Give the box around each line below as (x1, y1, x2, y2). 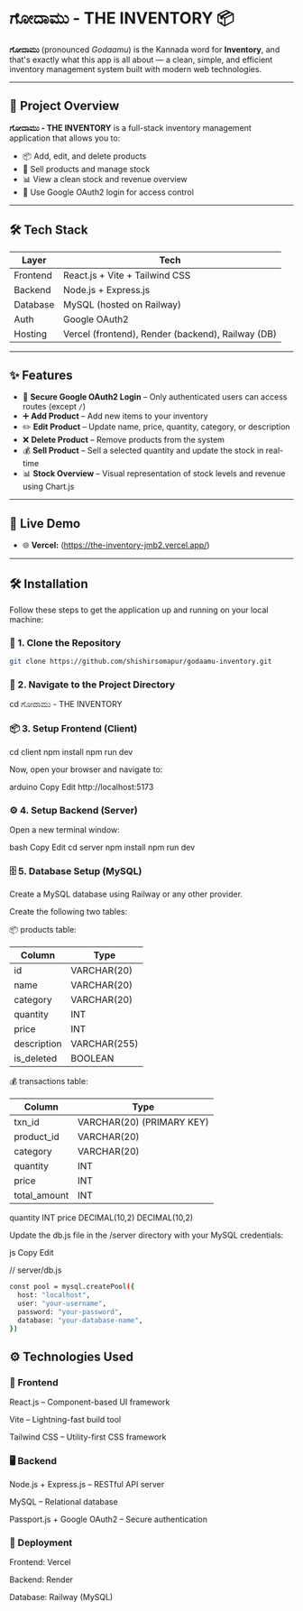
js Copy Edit (9, 1247, 54, 1258)
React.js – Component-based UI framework (9, 1396, 170, 1408)
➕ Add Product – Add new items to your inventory (22, 410, 209, 421)
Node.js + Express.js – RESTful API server (9, 1478, 165, 1489)
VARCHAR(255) (70, 1037, 139, 1050)
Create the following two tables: (9, 907, 128, 917)
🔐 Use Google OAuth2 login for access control (22, 187, 194, 198)
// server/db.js (9, 1265, 62, 1275)
